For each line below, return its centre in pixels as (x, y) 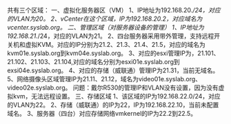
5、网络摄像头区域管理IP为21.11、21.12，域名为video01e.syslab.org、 (104, 79)
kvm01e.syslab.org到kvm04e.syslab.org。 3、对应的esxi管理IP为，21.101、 (113, 53)
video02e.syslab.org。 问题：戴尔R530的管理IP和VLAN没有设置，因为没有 (113, 87)
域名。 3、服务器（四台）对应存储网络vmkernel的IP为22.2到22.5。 (102, 113)
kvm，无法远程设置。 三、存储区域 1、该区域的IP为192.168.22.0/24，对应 (117, 96)
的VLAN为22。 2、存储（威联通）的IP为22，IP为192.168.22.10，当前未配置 (113, 105)
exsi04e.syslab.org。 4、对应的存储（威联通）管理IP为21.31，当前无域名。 (113, 70)
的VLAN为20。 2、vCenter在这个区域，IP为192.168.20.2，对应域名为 (105, 19)
